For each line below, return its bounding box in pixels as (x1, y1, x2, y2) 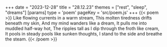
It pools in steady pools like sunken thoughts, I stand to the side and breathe (5, 31, 162, 36)
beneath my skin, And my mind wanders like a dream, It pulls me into (5, 20, 147, 26)
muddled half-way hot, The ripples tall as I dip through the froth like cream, (5, 25, 159, 31)
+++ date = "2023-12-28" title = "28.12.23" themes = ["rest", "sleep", (5, 4, 147, 10)
